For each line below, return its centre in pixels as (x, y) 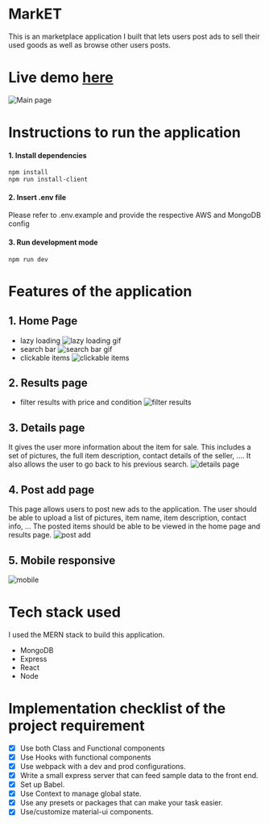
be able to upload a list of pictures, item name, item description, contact (128, 518)
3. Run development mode (53, 242)
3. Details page (47, 427)
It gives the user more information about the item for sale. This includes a (130, 447)
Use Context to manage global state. (81, 794)
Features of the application (100, 291)
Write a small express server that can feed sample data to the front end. (139, 775)
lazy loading (40, 341)
